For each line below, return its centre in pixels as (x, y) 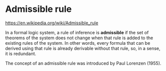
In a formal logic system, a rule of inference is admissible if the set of (77, 32)
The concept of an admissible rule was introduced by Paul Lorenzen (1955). (83, 63)
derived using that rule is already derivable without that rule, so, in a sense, (83, 48)
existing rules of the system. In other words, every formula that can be (78, 43)
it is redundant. (21, 54)
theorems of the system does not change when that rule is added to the (79, 38)
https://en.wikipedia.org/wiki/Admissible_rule (52, 23)
